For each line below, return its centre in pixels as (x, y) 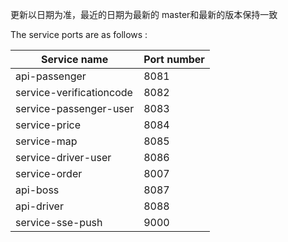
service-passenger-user (75, 108)
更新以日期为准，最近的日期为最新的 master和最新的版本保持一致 (144, 14)
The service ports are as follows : (79, 34)
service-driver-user (63, 157)
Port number (174, 59)
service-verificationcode (74, 92)
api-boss (37, 190)
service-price (48, 125)
